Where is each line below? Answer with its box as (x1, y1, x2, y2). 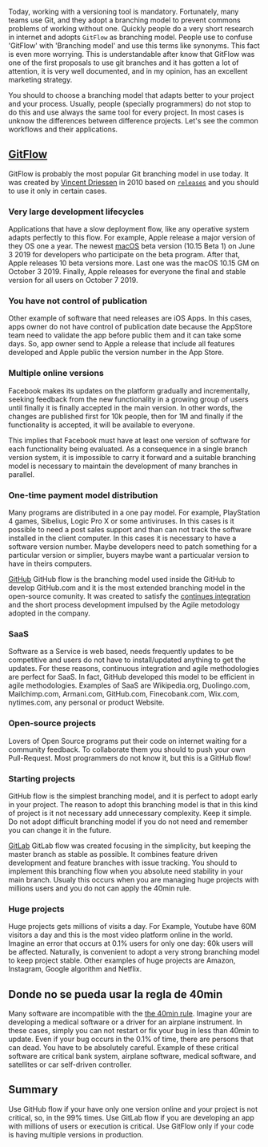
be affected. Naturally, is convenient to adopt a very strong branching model (8, 947, 260, 957)
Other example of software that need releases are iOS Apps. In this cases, (8, 313, 252, 323)
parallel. (8, 469, 35, 479)
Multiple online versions (8, 368, 104, 379)
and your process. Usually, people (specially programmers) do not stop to (8, 99, 252, 108)
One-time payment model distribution (8, 489, 158, 500)
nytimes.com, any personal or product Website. (8, 697, 165, 708)
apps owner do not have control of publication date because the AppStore (8, 322, 253, 332)
